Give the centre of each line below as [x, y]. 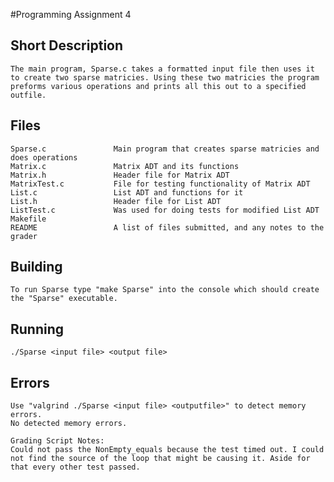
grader [24, 236]
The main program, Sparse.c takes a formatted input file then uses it [162, 69]
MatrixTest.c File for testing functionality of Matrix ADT [160, 184]
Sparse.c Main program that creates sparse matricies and [165, 149]
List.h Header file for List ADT [116, 201]
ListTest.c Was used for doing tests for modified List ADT [165, 210]
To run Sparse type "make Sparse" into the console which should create [165, 290]
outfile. [28, 95]
